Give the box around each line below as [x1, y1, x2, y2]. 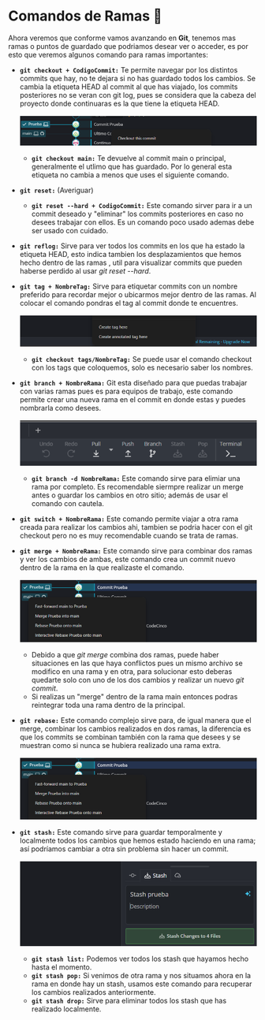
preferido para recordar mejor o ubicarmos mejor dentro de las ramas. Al [19, 289, 256, 299]
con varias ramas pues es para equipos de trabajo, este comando [19, 386, 233, 396]
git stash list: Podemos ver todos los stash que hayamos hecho [31, 954, 249, 963]
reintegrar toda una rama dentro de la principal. [31, 700, 185, 709]
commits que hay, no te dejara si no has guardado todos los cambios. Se [19, 73, 256, 83]
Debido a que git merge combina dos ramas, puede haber [31, 650, 219, 659]
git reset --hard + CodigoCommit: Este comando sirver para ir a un [31, 200, 252, 210]
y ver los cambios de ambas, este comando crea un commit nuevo [19, 555, 237, 564]
